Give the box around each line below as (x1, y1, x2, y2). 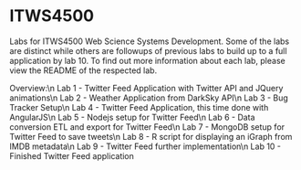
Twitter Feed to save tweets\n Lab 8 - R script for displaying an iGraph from (9, 131, 293, 142)
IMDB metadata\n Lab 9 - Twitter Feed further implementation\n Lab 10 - (9, 141, 281, 152)
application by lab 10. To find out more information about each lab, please (9, 55, 285, 66)
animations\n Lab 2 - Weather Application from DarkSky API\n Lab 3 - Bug (9, 92, 289, 103)
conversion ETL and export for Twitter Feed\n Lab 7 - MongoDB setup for (9, 121, 285, 133)
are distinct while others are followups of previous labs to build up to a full (9, 45, 287, 56)
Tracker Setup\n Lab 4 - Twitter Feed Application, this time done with (9, 101, 269, 112)
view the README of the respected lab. (9, 65, 158, 76)
